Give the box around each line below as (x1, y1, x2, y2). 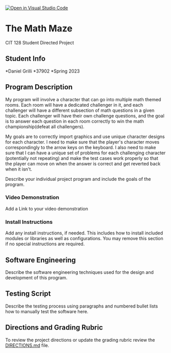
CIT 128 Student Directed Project (5, 39, 74, 45)
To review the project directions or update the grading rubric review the (5, 337, 155, 343)
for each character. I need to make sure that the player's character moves (5, 138, 159, 145)
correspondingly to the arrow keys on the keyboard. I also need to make (5, 144, 156, 150)
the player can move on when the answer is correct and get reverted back (5, 160, 161, 167)
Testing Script (5, 289, 51, 298)
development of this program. (5, 274, 68, 280)
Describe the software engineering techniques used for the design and (5, 269, 154, 275)
